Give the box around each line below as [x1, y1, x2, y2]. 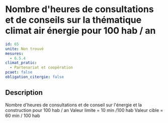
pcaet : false [5, 70, 33, 75]
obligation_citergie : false [5, 75, 64, 80]
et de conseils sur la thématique [5, 14, 142, 26]
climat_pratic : [5, 60, 37, 66]
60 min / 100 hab [5, 112, 40, 118]
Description [5, 88, 43, 97]
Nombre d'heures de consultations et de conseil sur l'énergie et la [5, 102, 142, 108]
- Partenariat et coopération [10, 65, 73, 70]
